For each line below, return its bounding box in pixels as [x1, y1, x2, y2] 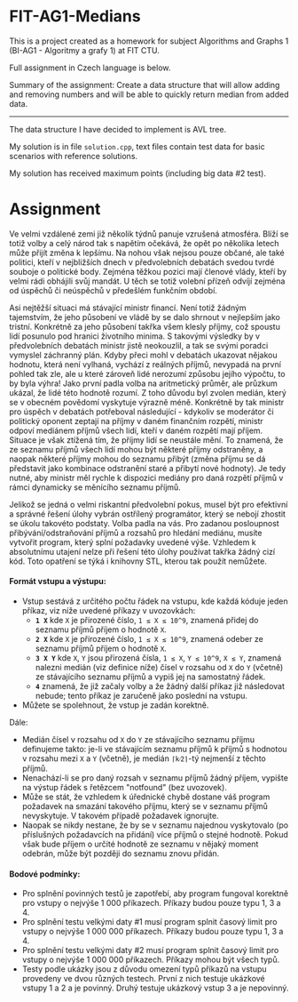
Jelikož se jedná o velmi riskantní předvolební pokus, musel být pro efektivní [9, 499, 288, 509]
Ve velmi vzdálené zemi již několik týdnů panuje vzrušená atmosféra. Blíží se [9, 228, 289, 239]
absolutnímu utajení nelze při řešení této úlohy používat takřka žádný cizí [9, 546, 276, 557]
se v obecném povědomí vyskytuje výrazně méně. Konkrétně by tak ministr [9, 397, 285, 407]
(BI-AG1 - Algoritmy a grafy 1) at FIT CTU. [9, 44, 160, 55]
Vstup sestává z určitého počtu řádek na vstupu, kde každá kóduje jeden [21, 596, 288, 606]
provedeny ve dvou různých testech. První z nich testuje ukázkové [21, 974, 266, 984]
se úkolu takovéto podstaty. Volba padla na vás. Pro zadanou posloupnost [9, 517, 279, 528]
